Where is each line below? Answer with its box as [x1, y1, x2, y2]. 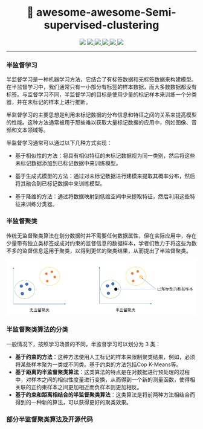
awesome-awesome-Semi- [36, 5, 176, 19]
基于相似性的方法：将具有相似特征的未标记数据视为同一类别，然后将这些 [14, 152, 195, 160]
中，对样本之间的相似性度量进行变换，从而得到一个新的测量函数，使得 [14, 376, 190, 383]
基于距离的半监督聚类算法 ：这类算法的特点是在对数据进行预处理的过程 [14, 368, 190, 375]
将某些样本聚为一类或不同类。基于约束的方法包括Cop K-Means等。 [14, 361, 182, 368]
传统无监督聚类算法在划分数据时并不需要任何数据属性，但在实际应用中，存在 [6, 232, 197, 239]
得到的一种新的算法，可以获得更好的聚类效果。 [14, 398, 132, 405]
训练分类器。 [25, 201, 58, 208]
